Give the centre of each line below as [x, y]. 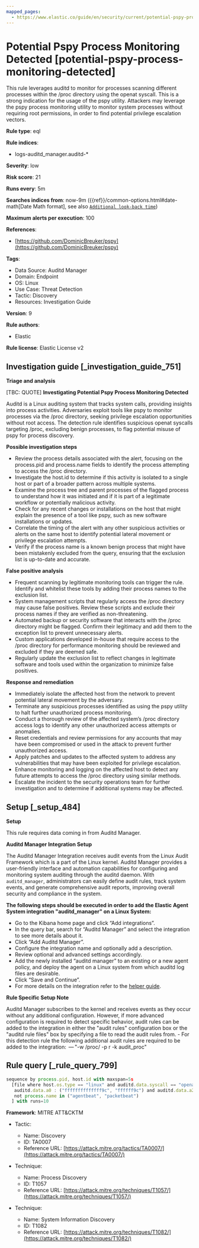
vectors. [16, 120]
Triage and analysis [31, 381]
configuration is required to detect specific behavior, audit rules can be [93, 1022]
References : [21, 230]
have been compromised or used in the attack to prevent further [93, 744]
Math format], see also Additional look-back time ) [95, 207]
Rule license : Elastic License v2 [45, 348]
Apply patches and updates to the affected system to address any [95, 757]
